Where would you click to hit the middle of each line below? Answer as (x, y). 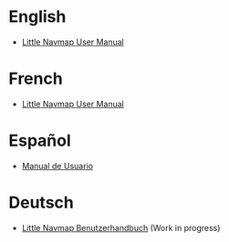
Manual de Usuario (57, 166)
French (36, 79)
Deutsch (41, 203)
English (37, 17)
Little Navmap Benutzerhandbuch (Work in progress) (121, 227)
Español (40, 141)
